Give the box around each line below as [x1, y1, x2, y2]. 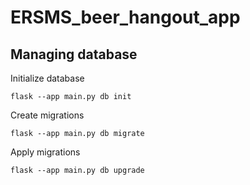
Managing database [10, 46, 138, 63]
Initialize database [10, 72, 85, 84]
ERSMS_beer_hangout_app [10, 6, 241, 29]
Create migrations [10, 109, 85, 121]
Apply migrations [10, 146, 81, 158]
